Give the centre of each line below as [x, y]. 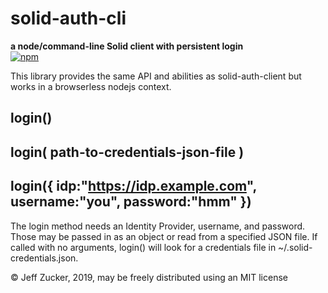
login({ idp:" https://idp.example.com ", [133, 186]
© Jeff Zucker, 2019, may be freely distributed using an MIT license [149, 277]
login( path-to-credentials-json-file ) [127, 152]
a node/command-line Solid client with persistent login [127, 46]
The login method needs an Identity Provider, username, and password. [158, 226]
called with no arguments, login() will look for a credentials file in [143, 247]
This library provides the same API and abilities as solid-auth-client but [156, 76]
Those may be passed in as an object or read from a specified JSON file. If [164, 236]
